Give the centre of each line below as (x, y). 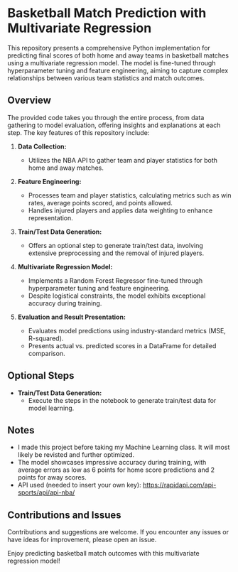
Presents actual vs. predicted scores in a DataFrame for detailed (122, 345)
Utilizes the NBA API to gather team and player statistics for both (123, 160)
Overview (29, 101)
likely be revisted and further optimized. (76, 455)
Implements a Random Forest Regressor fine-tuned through (115, 280)
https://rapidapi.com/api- (179, 485)
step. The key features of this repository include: (79, 132)
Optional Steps (41, 376)
